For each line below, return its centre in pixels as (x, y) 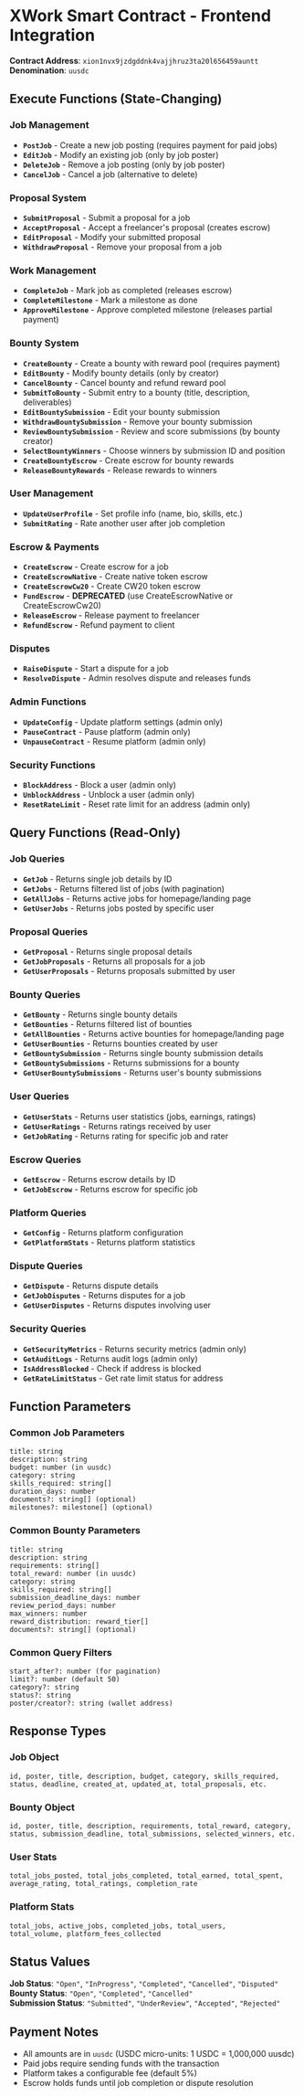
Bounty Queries (45, 994)
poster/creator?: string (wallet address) (91, 1704)
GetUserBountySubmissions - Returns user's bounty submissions (142, 1073)
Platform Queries (48, 1213)
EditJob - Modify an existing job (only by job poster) (121, 154)
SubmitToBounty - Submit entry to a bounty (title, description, (136, 392)
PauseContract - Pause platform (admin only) (107, 731)
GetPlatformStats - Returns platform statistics (109, 1243)
